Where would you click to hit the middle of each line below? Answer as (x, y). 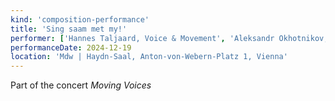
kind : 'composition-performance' (80, 19)
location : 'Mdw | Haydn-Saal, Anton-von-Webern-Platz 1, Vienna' (149, 57)
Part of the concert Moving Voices (81, 85)
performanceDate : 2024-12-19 (71, 47)
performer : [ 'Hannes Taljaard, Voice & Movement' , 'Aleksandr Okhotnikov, (169, 38)
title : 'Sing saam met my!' (69, 29)
